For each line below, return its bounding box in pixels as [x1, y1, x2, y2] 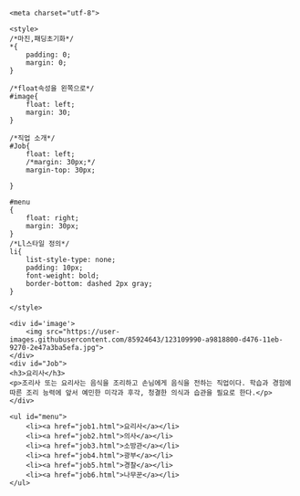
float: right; [26, 214, 79, 223]
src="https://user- [46, 327, 120, 336]
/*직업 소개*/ [9, 133, 56, 142]
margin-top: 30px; [26, 165, 96, 174]
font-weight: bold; [26, 271, 100, 280]
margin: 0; [26, 58, 67, 68]
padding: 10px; [26, 263, 84, 272]
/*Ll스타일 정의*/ [9, 239, 70, 248]
